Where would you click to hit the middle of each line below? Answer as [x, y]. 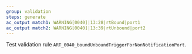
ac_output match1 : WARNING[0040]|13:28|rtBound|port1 [73, 22]
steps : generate [26, 17]
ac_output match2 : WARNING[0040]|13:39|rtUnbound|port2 [76, 28]
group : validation [28, 11]
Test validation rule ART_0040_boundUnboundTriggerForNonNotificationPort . [96, 45]
